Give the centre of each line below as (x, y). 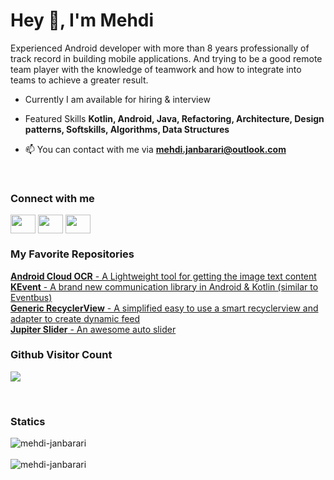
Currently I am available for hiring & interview (117, 99)
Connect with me (52, 198)
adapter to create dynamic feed (75, 318)
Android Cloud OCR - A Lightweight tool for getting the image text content (163, 276)
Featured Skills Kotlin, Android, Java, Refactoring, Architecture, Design (174, 118)
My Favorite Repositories (72, 254)
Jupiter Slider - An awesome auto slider (93, 329)
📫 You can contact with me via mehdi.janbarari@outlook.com (155, 149)
